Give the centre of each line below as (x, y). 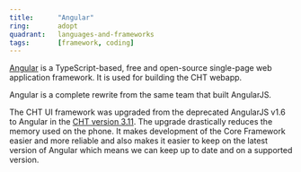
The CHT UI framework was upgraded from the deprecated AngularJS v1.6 (147, 112)
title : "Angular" (52, 17)
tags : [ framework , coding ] (72, 43)
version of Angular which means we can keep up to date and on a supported (151, 150)
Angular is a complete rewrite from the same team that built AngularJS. (141, 95)
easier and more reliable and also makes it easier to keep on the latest (138, 141)
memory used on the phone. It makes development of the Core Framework (147, 132)
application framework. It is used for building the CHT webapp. (126, 78)
